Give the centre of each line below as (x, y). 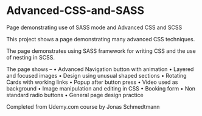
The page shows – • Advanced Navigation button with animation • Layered (100, 69)
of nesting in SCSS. (30, 57)
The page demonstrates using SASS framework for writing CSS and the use (101, 51)
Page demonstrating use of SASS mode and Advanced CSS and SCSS (94, 27)
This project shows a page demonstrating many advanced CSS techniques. (101, 39)
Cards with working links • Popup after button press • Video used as (92, 82)
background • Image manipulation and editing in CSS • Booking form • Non (101, 88)
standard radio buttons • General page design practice (75, 95)
